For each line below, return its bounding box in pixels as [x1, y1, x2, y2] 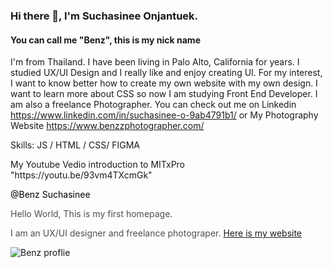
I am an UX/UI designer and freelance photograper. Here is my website [10, 227, 303, 239]
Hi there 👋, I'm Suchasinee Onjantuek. [10, 9, 199, 23]
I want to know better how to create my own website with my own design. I [10, 77, 318, 89]
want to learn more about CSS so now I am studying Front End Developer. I [10, 88, 318, 100]
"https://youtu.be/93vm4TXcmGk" [10, 169, 153, 181]
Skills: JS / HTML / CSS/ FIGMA [10, 139, 140, 151]
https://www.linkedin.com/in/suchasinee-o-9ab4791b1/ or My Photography [10, 109, 319, 121]
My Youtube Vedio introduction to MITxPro [10, 159, 186, 171]
